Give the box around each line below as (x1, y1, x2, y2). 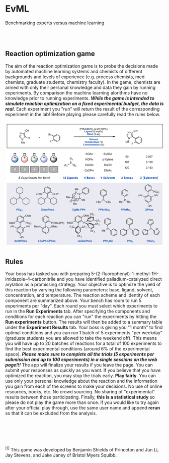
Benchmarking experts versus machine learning (5, 20, 105, 26)
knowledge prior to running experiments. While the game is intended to (5, 95, 155, 101)
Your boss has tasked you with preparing (5, 271, 91, 277)
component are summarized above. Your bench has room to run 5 (5, 297, 142, 303)
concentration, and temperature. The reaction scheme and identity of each (5, 292, 160, 298)
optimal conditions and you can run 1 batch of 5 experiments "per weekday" (5, 330, 162, 336)
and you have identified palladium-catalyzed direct (56, 276, 162, 282)
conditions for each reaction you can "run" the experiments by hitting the (5, 314, 157, 320)
